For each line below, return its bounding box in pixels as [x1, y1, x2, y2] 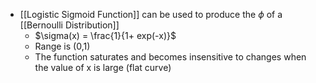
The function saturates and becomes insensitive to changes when [34, 51, 307, 63]
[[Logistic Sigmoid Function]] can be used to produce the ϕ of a [19, 9, 283, 20]
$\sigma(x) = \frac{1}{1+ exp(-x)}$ [34, 30, 177, 41]
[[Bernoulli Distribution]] [19, 19, 120, 31]
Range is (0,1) [34, 40, 91, 52]
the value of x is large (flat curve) [34, 62, 172, 73]
